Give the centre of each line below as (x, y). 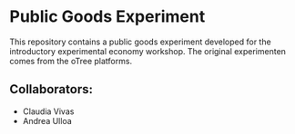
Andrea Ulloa (47, 120)
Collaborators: (51, 89)
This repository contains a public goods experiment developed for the (140, 42)
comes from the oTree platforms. (71, 61)
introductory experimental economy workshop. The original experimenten (148, 51)
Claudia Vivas (48, 111)
